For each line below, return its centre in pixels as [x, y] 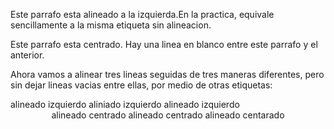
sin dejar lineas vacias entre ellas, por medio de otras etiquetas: [141, 85]
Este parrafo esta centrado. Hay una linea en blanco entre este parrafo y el [164, 44]
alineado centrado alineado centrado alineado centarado [168, 115]
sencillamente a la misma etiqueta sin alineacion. [111, 25]
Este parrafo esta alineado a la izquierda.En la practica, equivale [142, 14]
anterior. [27, 55]
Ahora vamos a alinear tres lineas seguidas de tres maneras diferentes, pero [167, 74]
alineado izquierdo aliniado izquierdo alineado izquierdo [125, 104]
